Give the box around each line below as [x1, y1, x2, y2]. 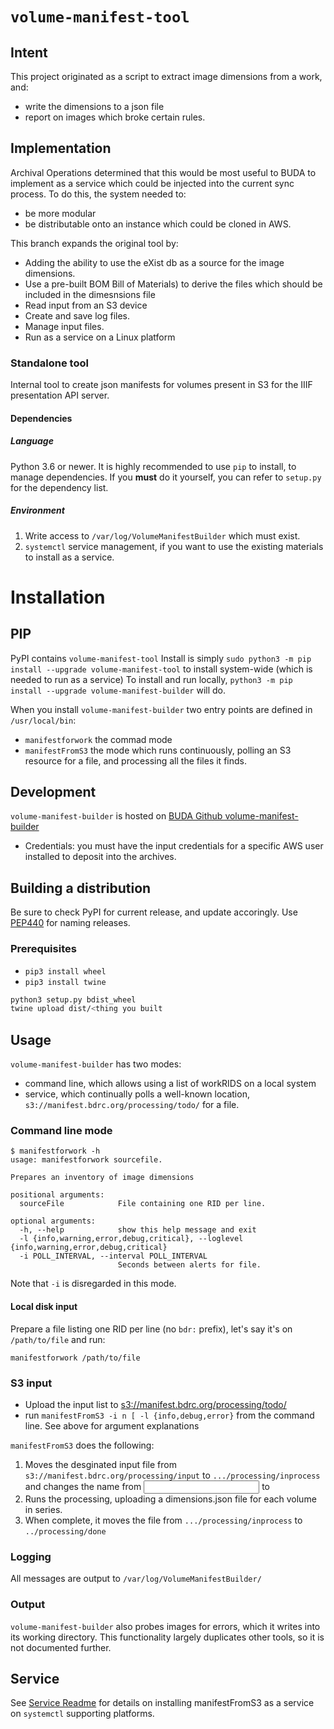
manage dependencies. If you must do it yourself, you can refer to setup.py [10, 471, 322, 483]
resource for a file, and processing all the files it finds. [24, 754, 247, 767]
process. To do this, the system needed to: [10, 188, 187, 200]
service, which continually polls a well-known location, [24, 1088, 250, 1100]
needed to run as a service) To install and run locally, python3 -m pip [10, 673, 293, 685]
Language [10, 435, 54, 447]
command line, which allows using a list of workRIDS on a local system [24, 1078, 317, 1090]
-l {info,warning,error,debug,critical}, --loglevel [19, 1234, 244, 1244]
